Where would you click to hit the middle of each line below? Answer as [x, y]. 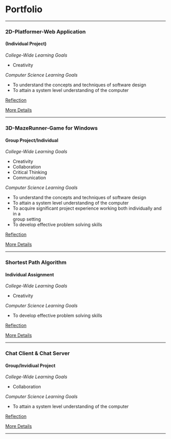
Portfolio [24, 9]
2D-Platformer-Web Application [46, 32]
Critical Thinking [30, 173]
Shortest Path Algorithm [36, 262]
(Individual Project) [26, 44]
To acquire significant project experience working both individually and [87, 208]
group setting [27, 219]
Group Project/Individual [32, 140]
